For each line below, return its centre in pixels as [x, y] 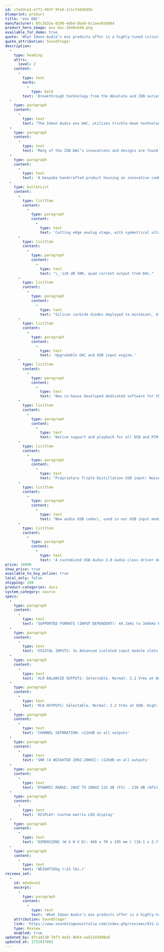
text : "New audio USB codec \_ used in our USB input [95, 519]
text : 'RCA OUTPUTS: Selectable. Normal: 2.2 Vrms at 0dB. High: [91, 705]
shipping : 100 [20, 583]
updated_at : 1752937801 [29, 942]
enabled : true [28, 933]
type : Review [27, 928]
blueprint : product [25, 14]
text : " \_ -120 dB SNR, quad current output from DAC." [97, 273]
